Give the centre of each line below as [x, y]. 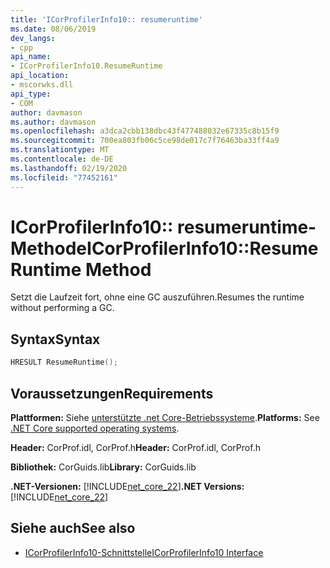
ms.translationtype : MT [60, 150]
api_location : [40, 76]
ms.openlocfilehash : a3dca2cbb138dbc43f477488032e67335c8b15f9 [145, 131]
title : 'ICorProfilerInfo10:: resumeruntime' [106, 19]
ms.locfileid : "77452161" [64, 177]
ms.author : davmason [53, 122]
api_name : [31, 57]
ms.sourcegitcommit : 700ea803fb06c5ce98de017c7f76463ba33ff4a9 [145, 141]
